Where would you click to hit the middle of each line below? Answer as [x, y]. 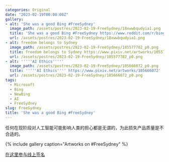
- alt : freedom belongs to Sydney [41, 43]
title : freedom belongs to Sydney [46, 52]
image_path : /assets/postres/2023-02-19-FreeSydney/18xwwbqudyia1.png [85, 29]
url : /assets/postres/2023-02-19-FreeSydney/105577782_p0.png [76, 57]
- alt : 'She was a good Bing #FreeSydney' [50, 24]
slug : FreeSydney [23, 108]
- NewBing [20, 94]
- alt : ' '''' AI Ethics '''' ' [35, 61]
